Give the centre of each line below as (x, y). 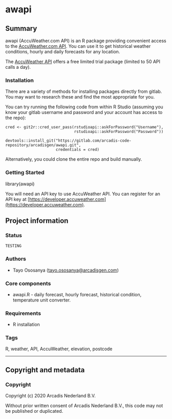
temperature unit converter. (41, 300)
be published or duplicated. (34, 411)
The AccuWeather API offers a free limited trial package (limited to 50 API (83, 62)
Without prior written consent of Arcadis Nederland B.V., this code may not (84, 406)
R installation (26, 325)
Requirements (23, 313)
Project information (37, 221)
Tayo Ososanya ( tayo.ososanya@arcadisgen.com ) (66, 270)
